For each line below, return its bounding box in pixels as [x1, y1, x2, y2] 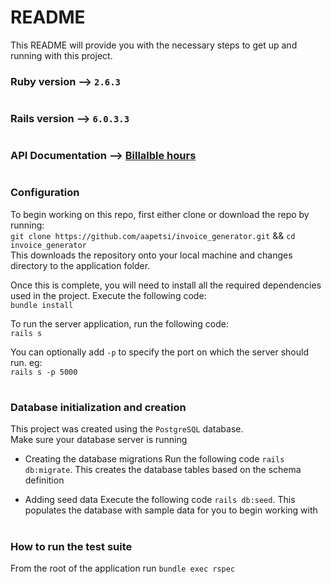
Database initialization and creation [10, 400, 187, 414]
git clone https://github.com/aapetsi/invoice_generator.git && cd [10, 229, 296, 241]
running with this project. [10, 49, 113, 61]
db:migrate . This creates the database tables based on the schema [24, 464, 302, 476]
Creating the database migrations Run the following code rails [24, 453, 285, 465]
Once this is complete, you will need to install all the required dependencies [10, 279, 322, 291]
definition [24, 474, 65, 486]
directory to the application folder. [10, 259, 151, 271]
